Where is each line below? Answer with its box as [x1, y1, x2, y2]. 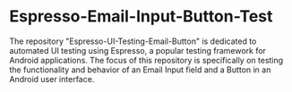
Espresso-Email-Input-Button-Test [9, 6, 273, 27]
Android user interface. [9, 73, 95, 84]
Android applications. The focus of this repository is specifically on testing [9, 54, 284, 65]
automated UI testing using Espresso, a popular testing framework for [9, 45, 267, 55]
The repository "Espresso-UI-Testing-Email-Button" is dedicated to [9, 36, 257, 46]
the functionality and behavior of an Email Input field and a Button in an [9, 64, 271, 75]
